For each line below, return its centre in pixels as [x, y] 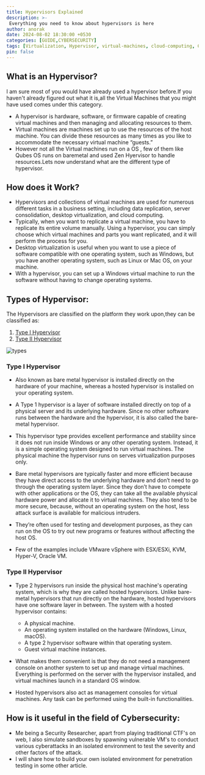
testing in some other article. [51, 765]
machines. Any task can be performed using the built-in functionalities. [104, 699]
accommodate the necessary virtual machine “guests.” [84, 142]
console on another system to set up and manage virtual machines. [100, 667]
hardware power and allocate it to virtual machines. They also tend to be [106, 500]
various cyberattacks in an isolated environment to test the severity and [105, 746]
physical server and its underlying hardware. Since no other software [102, 411]
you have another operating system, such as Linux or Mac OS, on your [104, 261]
